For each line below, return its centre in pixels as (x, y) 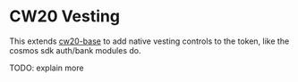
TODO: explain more (47, 68)
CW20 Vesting (65, 16)
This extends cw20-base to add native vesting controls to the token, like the (149, 41)
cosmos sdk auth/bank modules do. (75, 50)
